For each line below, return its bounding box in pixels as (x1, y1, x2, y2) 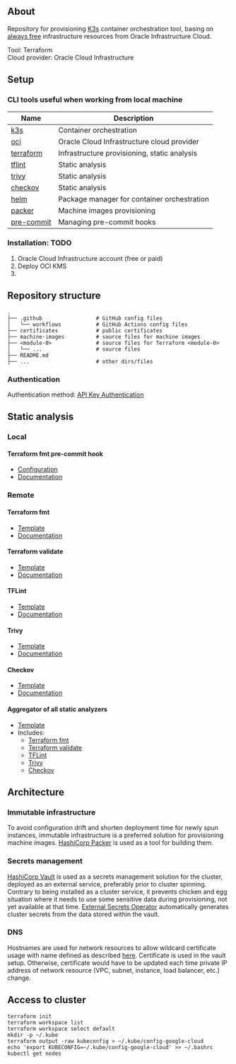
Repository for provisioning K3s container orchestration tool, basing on (7, 24, 214, 33)
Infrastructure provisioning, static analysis (58, 148, 198, 158)
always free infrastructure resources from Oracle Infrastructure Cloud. (7, 32, 212, 40)
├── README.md (7, 351, 49, 359)
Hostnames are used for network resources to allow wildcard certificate (7, 943, 217, 952)
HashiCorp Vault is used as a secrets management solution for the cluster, (7, 872, 223, 881)
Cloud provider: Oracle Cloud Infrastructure (7, 53, 134, 62)
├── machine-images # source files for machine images (7, 333, 201, 340)
